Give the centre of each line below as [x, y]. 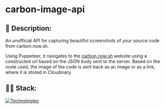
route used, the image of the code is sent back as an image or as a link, [80, 67]
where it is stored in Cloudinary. [39, 72]
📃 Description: [29, 28]
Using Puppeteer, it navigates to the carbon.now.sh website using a [76, 56]
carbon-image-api [45, 9]
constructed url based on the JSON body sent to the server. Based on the [83, 61]
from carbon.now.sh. [27, 46]
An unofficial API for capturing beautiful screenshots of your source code [82, 40]
